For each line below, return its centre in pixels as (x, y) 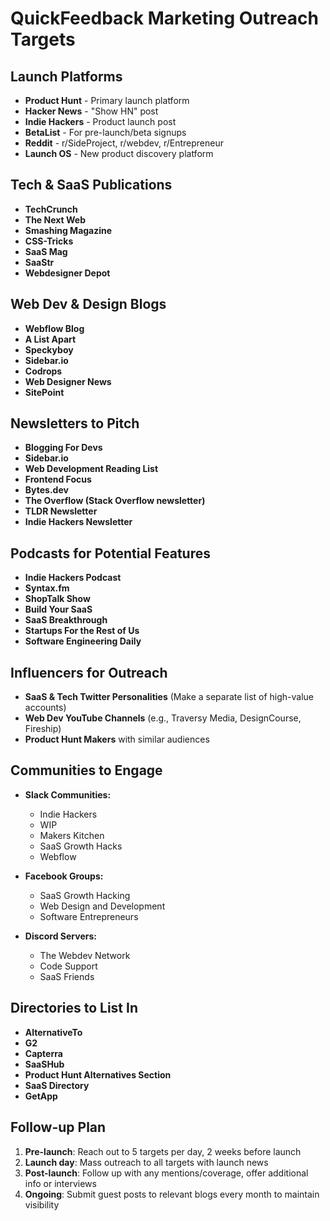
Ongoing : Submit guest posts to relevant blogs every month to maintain (172, 1194)
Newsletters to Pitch (75, 423)
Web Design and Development (102, 906)
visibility (42, 1204)
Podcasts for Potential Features (110, 553)
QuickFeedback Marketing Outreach (164, 18)
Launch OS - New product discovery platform (119, 153)
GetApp (41, 1096)
